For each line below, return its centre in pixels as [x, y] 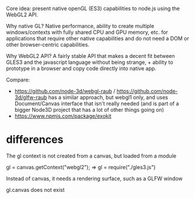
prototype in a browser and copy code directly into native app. [81, 68]
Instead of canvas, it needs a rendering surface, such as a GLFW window [94, 179]
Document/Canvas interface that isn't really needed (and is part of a [97, 104]
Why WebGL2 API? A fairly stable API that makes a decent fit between [90, 56]
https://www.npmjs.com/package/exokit [63, 116]
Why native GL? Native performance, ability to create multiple [80, 26]
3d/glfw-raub [31, 97]
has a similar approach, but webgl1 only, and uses [108, 97]
